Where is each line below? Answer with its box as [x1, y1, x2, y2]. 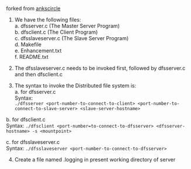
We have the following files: [14, 16, 81, 23]
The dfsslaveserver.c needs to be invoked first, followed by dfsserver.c [14, 65, 186, 72]
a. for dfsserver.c [14, 89, 57, 95]
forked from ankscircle [6, 5, 61, 12]
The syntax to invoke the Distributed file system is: [14, 82, 137, 89]
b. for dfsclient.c [6, 116, 46, 123]
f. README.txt [14, 54, 48, 60]
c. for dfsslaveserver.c [6, 139, 60, 145]
